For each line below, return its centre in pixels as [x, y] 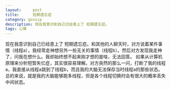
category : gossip [24, 19]
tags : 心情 [16, 29]
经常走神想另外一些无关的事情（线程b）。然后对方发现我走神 [99, 50]
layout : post [24, 10]
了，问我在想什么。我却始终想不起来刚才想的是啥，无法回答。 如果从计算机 [84, 57]
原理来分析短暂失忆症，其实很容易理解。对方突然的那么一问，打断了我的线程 [85, 63]
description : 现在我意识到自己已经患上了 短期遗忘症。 [57, 24]
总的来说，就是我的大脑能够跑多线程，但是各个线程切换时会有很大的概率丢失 [85, 76]
